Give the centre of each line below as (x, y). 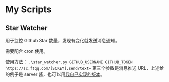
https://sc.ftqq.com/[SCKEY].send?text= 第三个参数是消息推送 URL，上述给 (85, 68)
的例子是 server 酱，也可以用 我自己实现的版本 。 (55, 74)
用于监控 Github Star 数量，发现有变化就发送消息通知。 (63, 40)
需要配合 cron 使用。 (27, 51)
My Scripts (29, 9)
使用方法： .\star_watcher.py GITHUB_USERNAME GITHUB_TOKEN (69, 62)
